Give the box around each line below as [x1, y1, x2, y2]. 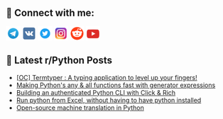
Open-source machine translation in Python [16, 103, 144, 112]
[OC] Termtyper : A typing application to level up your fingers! [16, 73, 197, 81]
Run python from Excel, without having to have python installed [16, 96, 202, 104]
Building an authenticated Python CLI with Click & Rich [16, 88, 176, 96]
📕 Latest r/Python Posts [6, 55, 113, 67]
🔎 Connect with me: [6, 7, 94, 19]
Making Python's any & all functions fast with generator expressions [16, 81, 216, 89]
